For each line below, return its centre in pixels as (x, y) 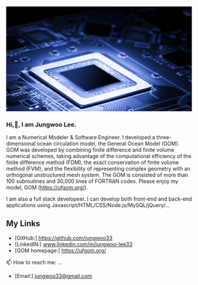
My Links (23, 224)
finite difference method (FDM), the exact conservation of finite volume (93, 162)
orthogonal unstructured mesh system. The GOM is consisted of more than (97, 175)
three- (164, 137)
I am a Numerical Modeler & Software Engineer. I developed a (81, 137)
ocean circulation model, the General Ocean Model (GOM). (108, 143)
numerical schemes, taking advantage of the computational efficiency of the (99, 156)
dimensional (21, 143)
